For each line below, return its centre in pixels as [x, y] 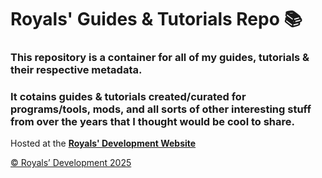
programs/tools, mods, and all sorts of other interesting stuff [161, 109]
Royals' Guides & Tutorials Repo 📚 [156, 19]
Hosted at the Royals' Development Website [103, 143]
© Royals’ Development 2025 [71, 163]
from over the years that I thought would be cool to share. [153, 122]
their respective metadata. [76, 70]
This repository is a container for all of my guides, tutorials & [160, 58]
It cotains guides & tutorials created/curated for [128, 97]
